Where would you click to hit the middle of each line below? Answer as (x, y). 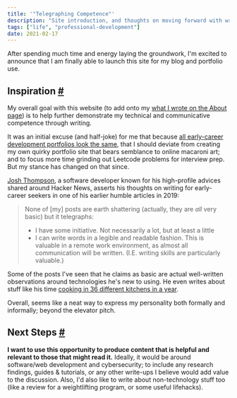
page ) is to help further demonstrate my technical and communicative (109, 116)
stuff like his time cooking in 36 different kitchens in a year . (93, 289)
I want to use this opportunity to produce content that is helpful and (108, 349)
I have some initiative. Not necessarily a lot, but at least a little (125, 230)
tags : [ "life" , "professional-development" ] (74, 27)
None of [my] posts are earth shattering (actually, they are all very (121, 209)
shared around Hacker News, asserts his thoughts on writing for (101, 188)
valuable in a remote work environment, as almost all (111, 245)
